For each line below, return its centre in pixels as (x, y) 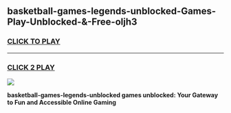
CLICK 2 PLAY (31, 67)
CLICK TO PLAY (34, 42)
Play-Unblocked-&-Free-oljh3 (72, 22)
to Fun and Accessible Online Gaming (62, 102)
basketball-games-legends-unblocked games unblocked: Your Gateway (113, 95)
